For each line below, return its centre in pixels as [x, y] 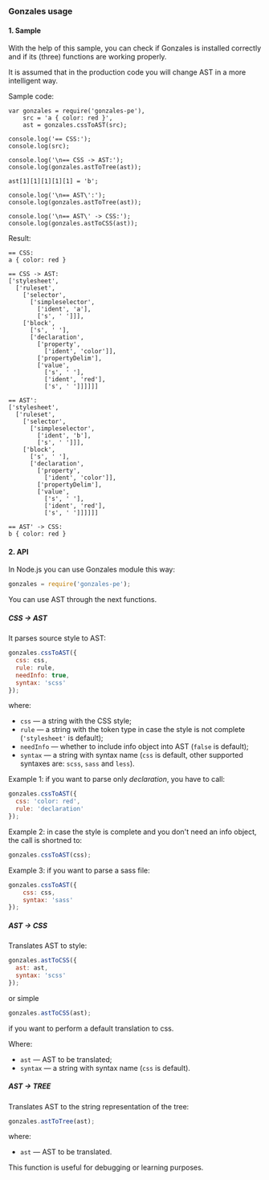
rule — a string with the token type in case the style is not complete [132, 730]
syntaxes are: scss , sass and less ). [77, 763]
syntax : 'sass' [48, 900]
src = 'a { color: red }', [68, 118]
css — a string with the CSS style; [76, 721]
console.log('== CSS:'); [50, 139]
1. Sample [25, 31]
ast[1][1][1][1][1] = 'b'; [53, 181]
